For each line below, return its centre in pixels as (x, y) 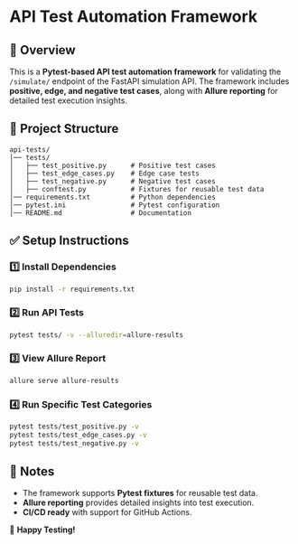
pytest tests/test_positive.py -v (74, 427)
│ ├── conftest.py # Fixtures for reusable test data (137, 189)
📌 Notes (32, 472)
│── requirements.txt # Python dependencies (113, 197)
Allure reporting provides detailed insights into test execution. (138, 502)
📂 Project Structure (64, 129)
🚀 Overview (42, 50)
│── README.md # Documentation (101, 213)
